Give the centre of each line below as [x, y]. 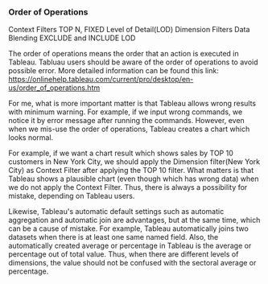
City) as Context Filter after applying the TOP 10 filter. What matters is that [131, 171]
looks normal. [31, 138]
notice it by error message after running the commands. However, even [127, 121]
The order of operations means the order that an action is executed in [124, 54]
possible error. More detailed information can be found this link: [113, 71]
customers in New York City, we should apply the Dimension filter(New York [134, 162]
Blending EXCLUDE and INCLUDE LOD [72, 38]
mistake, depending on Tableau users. [72, 196]
